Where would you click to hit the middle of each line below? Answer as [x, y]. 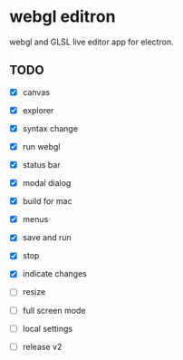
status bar [41, 165]
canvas [36, 92]
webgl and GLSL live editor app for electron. [91, 42]
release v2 [42, 346]
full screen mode [54, 310]
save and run [47, 238]
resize [34, 292]
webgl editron [63, 17]
